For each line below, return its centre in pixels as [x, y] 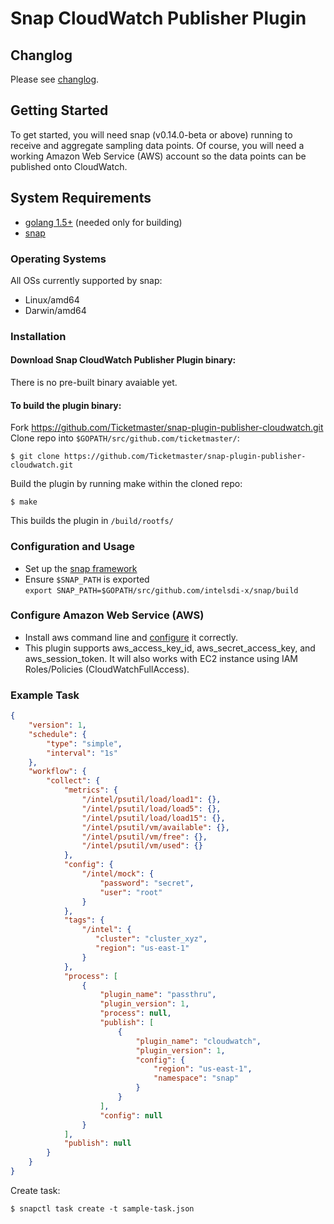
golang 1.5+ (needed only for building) [103, 222]
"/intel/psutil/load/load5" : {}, [151, 808]
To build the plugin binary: [66, 405]
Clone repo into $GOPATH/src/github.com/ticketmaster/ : [125, 438]
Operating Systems [58, 259]
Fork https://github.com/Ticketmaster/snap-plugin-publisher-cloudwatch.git [167, 428]
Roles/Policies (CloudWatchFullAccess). [107, 669]
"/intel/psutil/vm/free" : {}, [144, 837]
